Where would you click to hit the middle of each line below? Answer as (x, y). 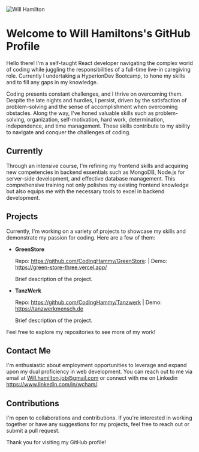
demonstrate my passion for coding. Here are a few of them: (81, 237)
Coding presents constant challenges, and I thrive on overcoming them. (94, 94)
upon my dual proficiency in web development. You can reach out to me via (99, 372)
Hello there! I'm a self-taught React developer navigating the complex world (100, 63)
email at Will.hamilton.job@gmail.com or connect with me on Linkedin (92, 378)
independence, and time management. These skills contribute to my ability (98, 126)
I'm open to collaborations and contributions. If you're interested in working (99, 418)
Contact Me (28, 351)
